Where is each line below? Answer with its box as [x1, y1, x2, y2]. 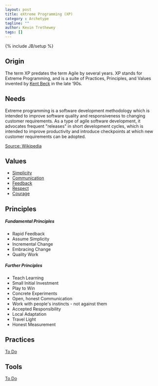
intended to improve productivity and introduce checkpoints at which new [5, 128, 154, 134]
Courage [12, 191, 30, 196]
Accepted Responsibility [12, 306, 61, 312]
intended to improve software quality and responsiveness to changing [5, 113, 145, 118]
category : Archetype [5, 16, 49, 21]
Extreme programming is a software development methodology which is [5, 108, 150, 114]
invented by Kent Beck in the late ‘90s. [5, 80, 82, 86]
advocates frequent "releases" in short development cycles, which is [5, 123, 144, 129]
